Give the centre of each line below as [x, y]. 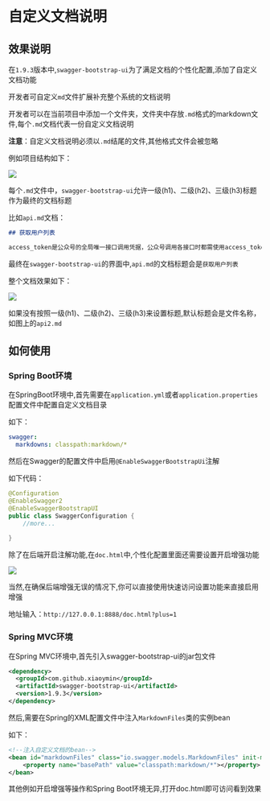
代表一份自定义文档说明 [95, 124]
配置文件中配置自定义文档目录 [57, 405]
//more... [39, 523]
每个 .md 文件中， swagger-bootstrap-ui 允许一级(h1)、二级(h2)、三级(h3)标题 [133, 190]
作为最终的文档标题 [40, 200]
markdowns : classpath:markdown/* [72, 445]
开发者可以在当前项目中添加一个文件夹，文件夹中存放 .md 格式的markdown [130, 114]
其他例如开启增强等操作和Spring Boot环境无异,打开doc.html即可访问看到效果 [135, 789]
